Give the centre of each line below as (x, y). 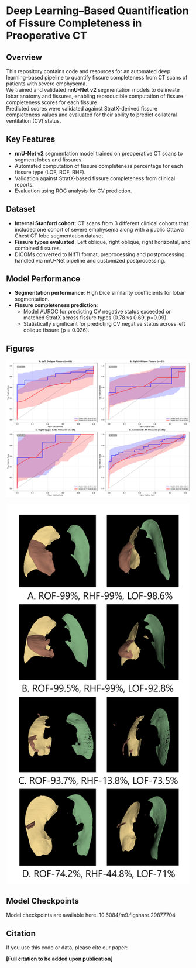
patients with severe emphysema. (47, 84)
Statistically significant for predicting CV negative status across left (104, 324)
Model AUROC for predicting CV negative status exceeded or (97, 312)
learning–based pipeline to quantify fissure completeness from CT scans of (97, 77)
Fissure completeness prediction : (56, 305)
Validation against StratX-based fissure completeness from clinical (95, 178)
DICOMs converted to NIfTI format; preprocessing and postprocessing (99, 254)
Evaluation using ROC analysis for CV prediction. (73, 191)
